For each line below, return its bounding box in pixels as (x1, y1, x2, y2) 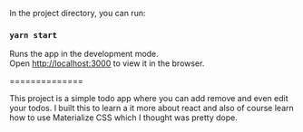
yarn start (9, 30, 57, 40)
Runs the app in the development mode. (9, 49, 159, 60)
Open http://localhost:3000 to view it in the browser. (9, 58, 205, 69)
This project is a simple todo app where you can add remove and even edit (9, 93, 288, 104)
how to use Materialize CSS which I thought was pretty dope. (9, 112, 239, 123)
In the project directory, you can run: (9, 8, 146, 18)
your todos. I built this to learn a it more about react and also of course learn (9, 103, 295, 114)
